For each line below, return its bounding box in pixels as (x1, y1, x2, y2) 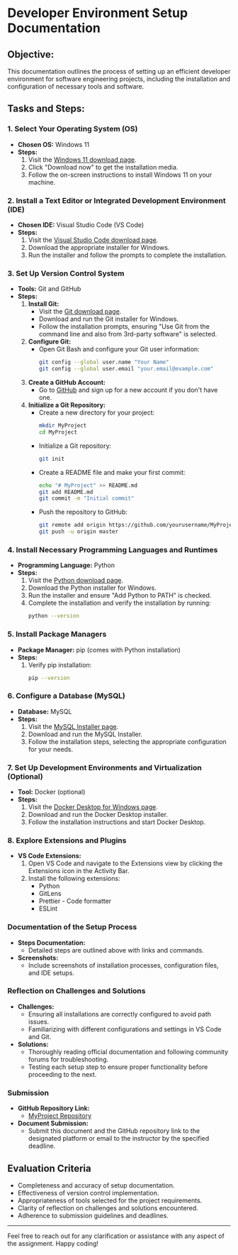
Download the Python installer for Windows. (28, 583, 157, 592)
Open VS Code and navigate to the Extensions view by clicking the (28, 859, 223, 867)
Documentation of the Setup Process (7, 922, 137, 932)
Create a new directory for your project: (38, 408, 155, 417)
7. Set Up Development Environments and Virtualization (7, 762, 202, 772)
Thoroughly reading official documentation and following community (28, 1047, 229, 1056)
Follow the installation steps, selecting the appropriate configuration (28, 737, 227, 746)
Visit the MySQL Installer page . (28, 722, 119, 730)
